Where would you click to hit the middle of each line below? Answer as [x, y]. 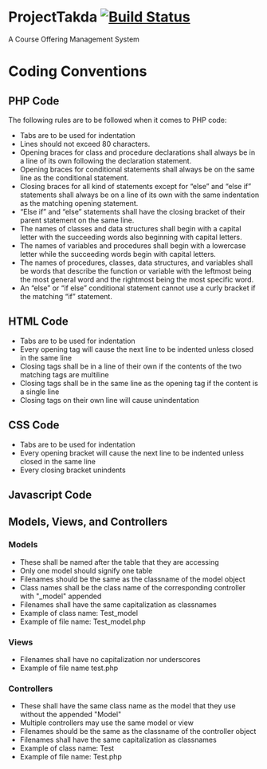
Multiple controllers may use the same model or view [106, 723]
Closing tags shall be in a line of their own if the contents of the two [130, 366]
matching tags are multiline [64, 374]
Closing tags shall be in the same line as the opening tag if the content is [139, 383]
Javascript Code [50, 495]
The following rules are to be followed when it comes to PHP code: [118, 120]
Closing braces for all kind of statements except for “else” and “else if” [135, 186]
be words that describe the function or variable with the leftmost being [136, 270]
